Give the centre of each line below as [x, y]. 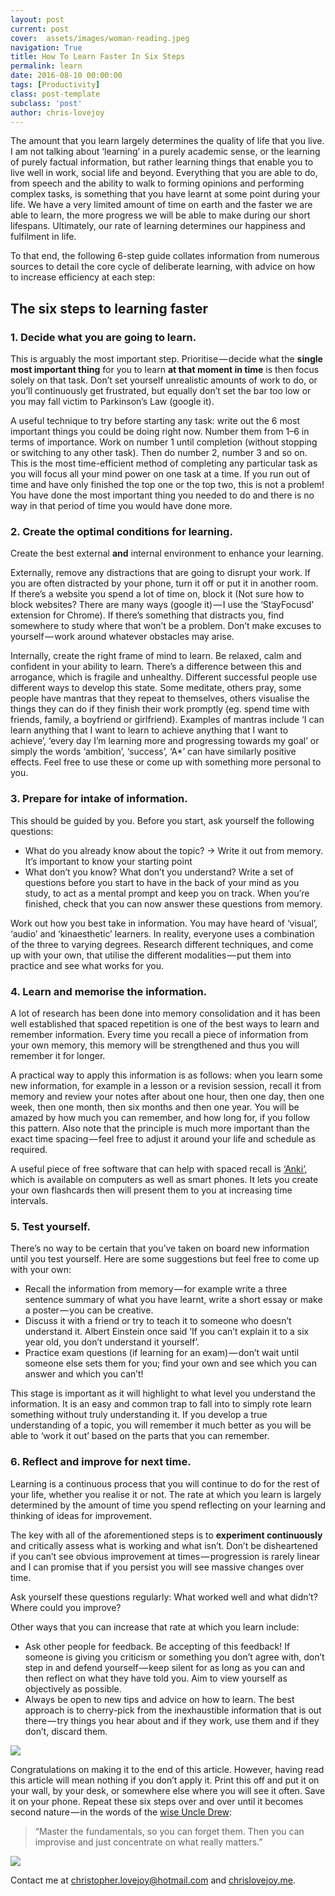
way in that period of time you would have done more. [121, 506]
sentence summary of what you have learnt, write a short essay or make [173, 1300]
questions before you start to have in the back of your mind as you [162, 882]
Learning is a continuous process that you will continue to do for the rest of [165, 1483]
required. [29, 1149]
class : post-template [55, 94]
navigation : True [46, 47]
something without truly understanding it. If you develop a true [139, 1415]
